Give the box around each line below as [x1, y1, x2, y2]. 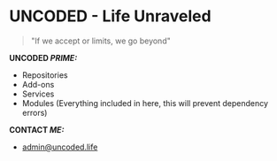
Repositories [21, 69, 68, 80]
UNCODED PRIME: [9, 52, 78, 63]
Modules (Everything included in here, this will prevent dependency [21, 97, 268, 108]
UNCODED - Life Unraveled [9, 6, 212, 27]
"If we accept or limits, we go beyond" [30, 35, 171, 46]
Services [21, 88, 55, 99]
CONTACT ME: [9, 124, 65, 134]
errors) [21, 107, 48, 118]
